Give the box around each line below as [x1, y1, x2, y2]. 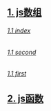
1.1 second [7, 48, 37, 56]
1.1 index [7, 26, 31, 35]
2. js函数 [7, 92, 44, 104]
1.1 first [7, 69, 27, 78]
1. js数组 [7, 6, 42, 19]
